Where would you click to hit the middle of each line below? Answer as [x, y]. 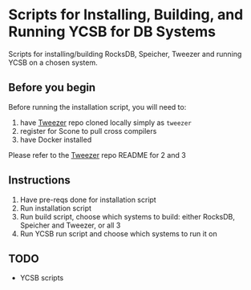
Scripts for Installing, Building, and [126, 15]
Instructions [39, 181]
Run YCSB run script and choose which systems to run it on [119, 233]
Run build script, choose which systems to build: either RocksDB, [127, 216]
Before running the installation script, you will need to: [97, 107]
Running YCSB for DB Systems [112, 32]
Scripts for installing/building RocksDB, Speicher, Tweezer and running [125, 54]
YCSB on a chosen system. [53, 62]
